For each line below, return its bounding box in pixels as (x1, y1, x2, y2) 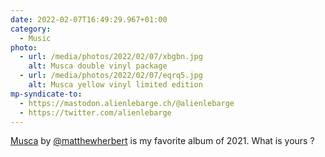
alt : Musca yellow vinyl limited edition (28, 80, 203, 90)
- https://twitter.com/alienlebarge (19, 107, 172, 118)
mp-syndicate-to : (10, 89, 83, 99)
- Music (19, 33, 52, 43)
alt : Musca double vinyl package (28, 61, 168, 71)
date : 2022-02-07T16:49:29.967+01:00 (10, 14, 168, 25)
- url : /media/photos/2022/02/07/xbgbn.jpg (19, 52, 203, 62)
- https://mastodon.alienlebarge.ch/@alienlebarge (19, 98, 235, 108)
